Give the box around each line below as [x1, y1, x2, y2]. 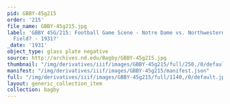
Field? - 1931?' [13, 36, 60, 42]
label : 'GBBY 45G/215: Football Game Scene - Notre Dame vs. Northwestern [7, 29, 225, 36]
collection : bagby [7, 86, 60, 93]
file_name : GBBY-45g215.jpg [7, 23, 88, 29]
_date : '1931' [7, 42, 48, 49]
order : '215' [7, 16, 44, 23]
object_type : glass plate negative [7, 49, 109, 55]
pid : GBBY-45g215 [7, 10, 57, 17]
